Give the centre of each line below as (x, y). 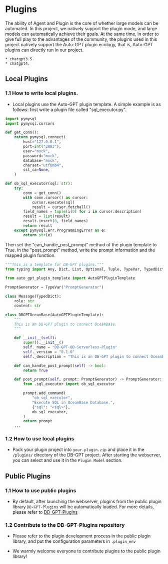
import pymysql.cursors (30, 123)
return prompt (38, 421)
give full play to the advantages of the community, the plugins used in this (81, 39)
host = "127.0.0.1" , (42, 142)
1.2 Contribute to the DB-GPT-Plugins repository (65, 525)
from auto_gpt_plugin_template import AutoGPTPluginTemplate (70, 278)
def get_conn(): (22, 132)
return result (38, 226)
